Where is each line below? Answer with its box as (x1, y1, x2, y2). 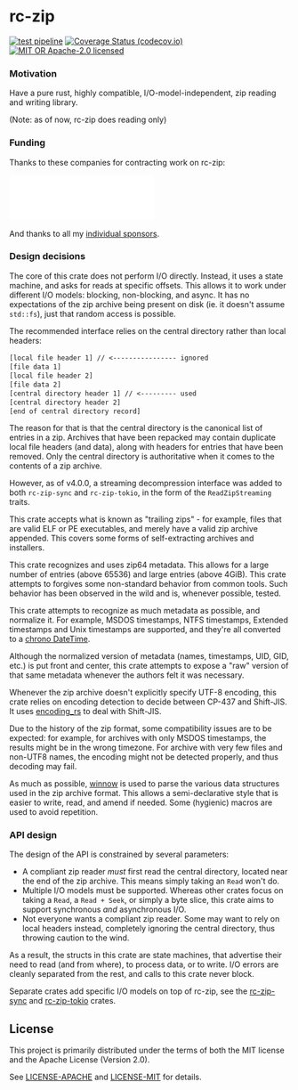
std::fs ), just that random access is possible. (9, 308, 176, 319)
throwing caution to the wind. (21, 932, 130, 943)
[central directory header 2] (9, 398, 122, 407)
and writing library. (9, 97, 78, 108)
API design (9, 828, 58, 841)
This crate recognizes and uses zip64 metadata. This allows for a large (9, 559, 270, 570)
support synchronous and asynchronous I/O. (21, 904, 187, 915)
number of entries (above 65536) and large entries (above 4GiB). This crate (9, 568, 286, 580)
